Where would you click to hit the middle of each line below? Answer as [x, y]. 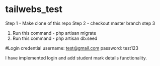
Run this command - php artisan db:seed [55, 38]
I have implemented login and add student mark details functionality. [76, 58]
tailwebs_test [34, 9]
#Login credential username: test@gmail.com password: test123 [72, 48]
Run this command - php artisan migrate [54, 33]
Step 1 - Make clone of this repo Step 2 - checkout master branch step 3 [80, 23]
